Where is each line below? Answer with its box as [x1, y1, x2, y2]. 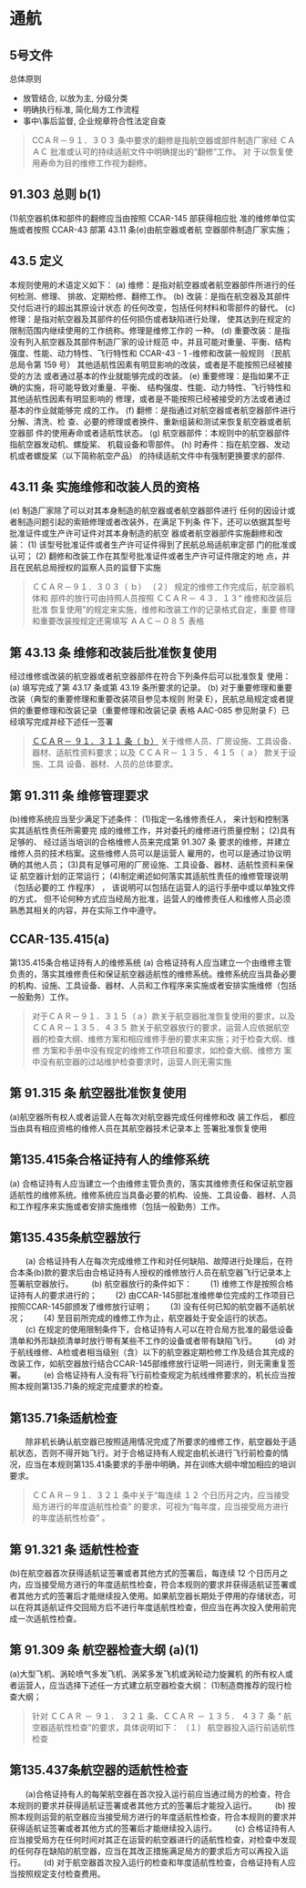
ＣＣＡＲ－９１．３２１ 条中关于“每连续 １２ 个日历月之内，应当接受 [31, 1490, 290, 1501]
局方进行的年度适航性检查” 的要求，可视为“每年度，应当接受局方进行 [31, 1501, 290, 1513]
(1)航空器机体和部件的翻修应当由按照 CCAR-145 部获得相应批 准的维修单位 [9, 212, 289, 223]
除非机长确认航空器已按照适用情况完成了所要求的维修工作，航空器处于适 [25, 1436, 297, 1447]
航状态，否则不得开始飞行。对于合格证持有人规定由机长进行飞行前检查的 [9, 1448, 280, 1459]
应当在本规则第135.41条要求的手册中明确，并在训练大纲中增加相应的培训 [25, 1459, 296, 1470]
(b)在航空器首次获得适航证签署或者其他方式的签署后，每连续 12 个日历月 [9, 1567, 280, 1578]
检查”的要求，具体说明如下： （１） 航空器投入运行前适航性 [71, 1721, 296, 1732]
